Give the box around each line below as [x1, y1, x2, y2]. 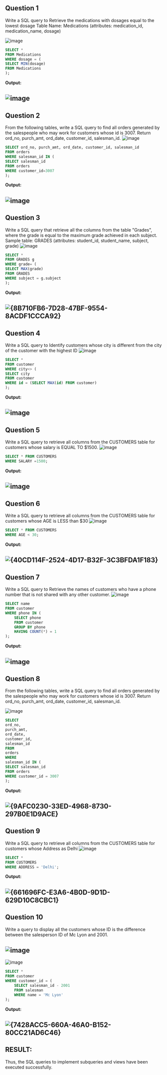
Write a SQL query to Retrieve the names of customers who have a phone [5, 586, 157, 592]
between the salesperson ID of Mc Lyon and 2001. [5, 932, 109, 938]
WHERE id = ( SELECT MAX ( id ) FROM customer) [5, 380, 97, 385]
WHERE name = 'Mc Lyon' [14, 992, 64, 997]
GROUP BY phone [14, 624, 46, 629]
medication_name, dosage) [5, 28, 61, 34]
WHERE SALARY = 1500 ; [5, 459, 48, 464]
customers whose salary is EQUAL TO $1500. [5, 445, 99, 451]
